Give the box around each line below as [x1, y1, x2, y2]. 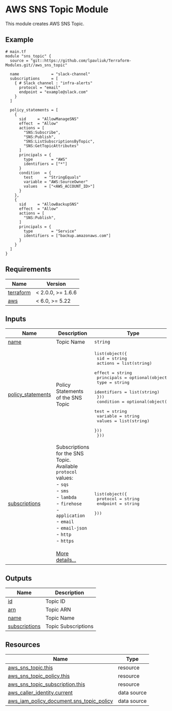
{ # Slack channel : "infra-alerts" [14, 81, 93, 86]
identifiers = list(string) [94, 389, 160, 395]
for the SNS [56, 450, 84, 457]
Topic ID [45, 598, 66, 605]
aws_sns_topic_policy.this [8, 673, 70, 679]
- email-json [56, 524, 87, 531]
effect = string [94, 370, 132, 376]
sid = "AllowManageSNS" [18, 116, 79, 122]
